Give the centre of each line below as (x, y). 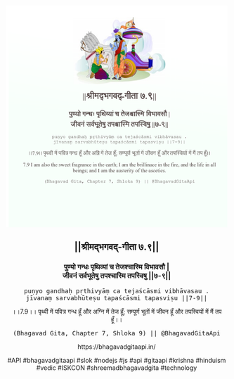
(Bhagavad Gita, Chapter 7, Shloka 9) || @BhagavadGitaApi (116, 333)
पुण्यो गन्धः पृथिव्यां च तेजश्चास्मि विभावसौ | (117, 267)
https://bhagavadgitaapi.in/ (117, 347)
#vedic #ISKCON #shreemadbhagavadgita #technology (117, 368)
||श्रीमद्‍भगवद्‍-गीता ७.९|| (117, 247)
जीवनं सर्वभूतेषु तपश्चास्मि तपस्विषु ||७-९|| (117, 276)
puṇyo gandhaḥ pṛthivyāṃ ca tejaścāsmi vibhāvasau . (117, 291)
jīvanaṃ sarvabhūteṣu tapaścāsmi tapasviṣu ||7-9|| (117, 298)
